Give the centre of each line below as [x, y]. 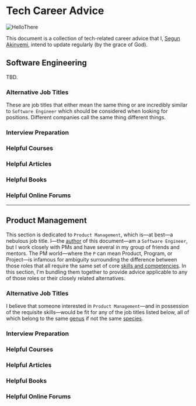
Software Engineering [47, 63]
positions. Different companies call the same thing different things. [86, 118]
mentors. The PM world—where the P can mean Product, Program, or [89, 253]
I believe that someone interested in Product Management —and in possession [97, 306]
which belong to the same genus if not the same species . [75, 319]
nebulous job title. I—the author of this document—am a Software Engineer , [97, 240]
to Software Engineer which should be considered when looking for [87, 111]
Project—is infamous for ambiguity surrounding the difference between [92, 259]
